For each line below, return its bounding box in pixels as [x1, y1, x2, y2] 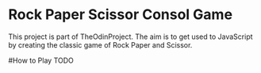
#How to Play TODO [8, 56, 74, 65]
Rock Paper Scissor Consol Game [8, 6, 232, 24]
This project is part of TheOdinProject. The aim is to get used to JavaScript [8, 32, 253, 41]
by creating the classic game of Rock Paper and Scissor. [8, 40, 193, 49]
